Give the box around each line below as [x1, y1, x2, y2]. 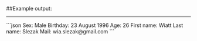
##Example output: [6, 5, 52, 12]
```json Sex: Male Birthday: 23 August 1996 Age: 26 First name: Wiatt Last [6, 22, 184, 29]
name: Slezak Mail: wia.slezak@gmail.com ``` [6, 28, 115, 35]
